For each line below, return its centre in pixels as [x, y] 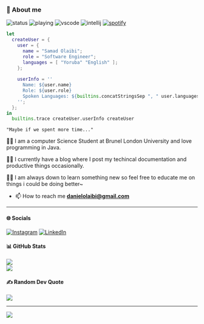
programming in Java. [34, 148]
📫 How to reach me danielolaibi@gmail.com [72, 196]
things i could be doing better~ [45, 184]
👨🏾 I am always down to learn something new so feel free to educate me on [101, 178]
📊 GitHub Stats [26, 246]
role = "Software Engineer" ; [59, 57]
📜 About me [24, 10]
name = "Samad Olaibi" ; [53, 51]
